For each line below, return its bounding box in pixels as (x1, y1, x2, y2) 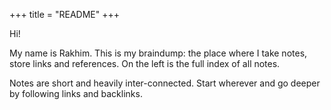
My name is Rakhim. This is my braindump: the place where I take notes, (9, 47, 308, 59)
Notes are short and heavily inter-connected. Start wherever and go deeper (9, 77, 321, 89)
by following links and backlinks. (9, 88, 143, 99)
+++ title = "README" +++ (9, 9, 120, 20)
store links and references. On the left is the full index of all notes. (9, 58, 281, 69)
